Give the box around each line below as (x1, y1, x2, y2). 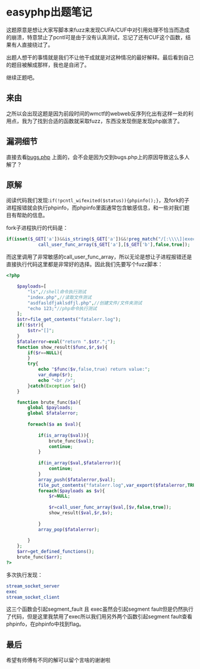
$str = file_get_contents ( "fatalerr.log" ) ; (17, 317, 121, 323)
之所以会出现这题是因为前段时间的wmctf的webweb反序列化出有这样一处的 (6, 110, 189, 117)
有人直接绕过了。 (11, 41, 54, 48)
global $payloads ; (27, 405, 73, 411)
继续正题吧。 (6, 74, 37, 81)
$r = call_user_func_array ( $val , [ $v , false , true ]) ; (48, 504, 171, 511)
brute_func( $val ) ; (48, 438, 95, 444)
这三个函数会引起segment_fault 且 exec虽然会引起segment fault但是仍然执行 (6, 605, 193, 613)
